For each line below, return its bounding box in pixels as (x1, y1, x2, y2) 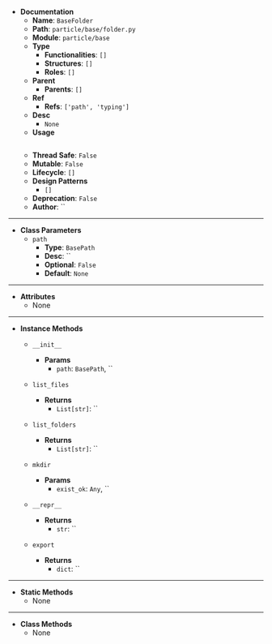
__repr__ (32, 501, 62, 509)
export (32, 541, 55, 549)
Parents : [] (44, 84, 83, 94)
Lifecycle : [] (32, 168, 75, 177)
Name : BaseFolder (32, 15, 94, 25)
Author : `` (32, 202, 66, 212)
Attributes (19, 292, 56, 301)
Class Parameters (19, 225, 82, 234)
